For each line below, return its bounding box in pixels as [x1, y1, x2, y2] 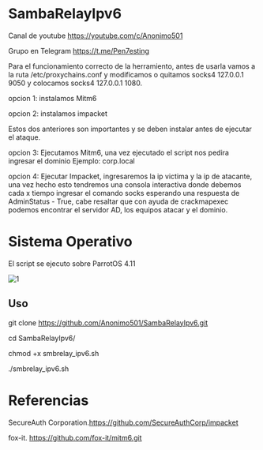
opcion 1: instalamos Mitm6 [8, 93, 97, 103]
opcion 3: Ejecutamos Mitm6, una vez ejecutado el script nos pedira [8, 148, 229, 157]
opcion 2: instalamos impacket [8, 108, 108, 118]
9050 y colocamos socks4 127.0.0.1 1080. [8, 78, 143, 88]
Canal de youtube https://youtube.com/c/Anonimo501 [8, 31, 183, 40]
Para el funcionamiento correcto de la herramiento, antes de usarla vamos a [8, 61, 256, 71]
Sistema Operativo [8, 233, 133, 251]
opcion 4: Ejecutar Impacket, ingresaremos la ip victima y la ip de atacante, [8, 171, 253, 181]
